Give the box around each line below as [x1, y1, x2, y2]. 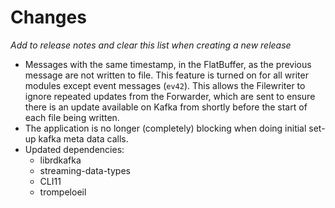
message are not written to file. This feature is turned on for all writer [24, 69, 309, 81]
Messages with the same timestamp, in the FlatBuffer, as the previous [24, 58, 312, 70]
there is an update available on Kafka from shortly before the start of [24, 101, 308, 113]
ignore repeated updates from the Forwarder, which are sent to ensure [24, 90, 316, 102]
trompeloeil [39, 186, 87, 198]
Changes [10, 6, 87, 29]
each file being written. [24, 111, 120, 123]
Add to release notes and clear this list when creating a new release [10, 39, 292, 51]
